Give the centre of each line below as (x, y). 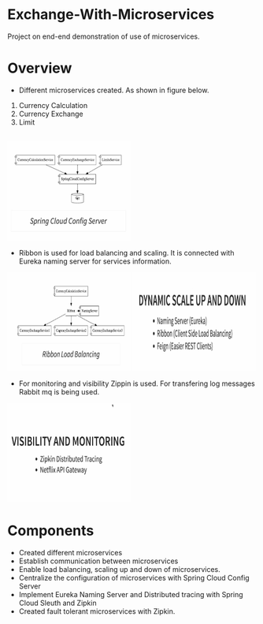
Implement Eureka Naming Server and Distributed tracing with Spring (131, 594)
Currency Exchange (51, 114)
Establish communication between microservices (98, 561)
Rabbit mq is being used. (59, 391)
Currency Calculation (53, 105)
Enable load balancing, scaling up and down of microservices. (120, 569)
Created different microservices (70, 552)
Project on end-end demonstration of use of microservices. (104, 36)
